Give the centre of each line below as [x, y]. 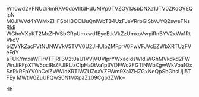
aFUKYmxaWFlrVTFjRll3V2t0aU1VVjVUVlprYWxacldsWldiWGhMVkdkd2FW [98, 59]
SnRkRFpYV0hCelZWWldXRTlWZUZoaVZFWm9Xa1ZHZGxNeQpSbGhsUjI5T [99, 71]
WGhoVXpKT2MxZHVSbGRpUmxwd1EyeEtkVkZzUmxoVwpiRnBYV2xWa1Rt [99, 34]
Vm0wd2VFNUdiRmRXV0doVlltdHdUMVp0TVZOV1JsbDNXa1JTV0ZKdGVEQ [99, 9]
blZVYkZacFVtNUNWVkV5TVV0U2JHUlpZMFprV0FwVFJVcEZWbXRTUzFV [99, 46]
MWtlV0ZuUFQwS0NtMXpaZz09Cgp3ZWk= [71, 77]
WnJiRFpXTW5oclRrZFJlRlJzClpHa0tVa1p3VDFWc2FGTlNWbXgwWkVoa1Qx [99, 65]
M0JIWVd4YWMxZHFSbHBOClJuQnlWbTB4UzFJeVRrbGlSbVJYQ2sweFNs [98, 21]
